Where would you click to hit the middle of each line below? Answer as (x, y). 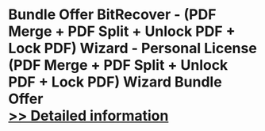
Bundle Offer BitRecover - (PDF (112, 15)
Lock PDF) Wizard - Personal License (133, 48)
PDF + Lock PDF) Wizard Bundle (115, 82)
